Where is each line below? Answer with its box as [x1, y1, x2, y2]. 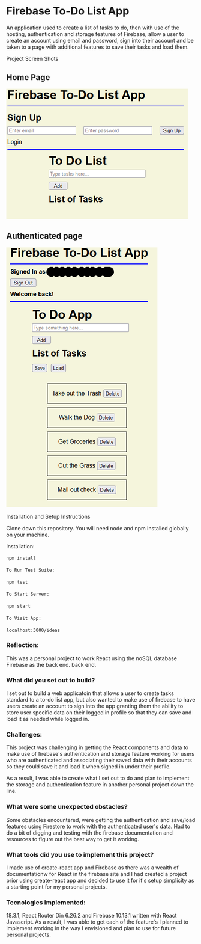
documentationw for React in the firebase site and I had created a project [6, 871, 187, 878]
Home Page [6, 72, 50, 82]
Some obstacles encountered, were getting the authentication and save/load [6, 816, 196, 823]
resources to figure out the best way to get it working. [6, 835, 139, 842]
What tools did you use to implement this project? [6, 850, 154, 859]
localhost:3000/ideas [6, 627, 61, 633]
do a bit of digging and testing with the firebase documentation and [6, 829, 173, 836]
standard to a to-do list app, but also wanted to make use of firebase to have [6, 696, 196, 703]
